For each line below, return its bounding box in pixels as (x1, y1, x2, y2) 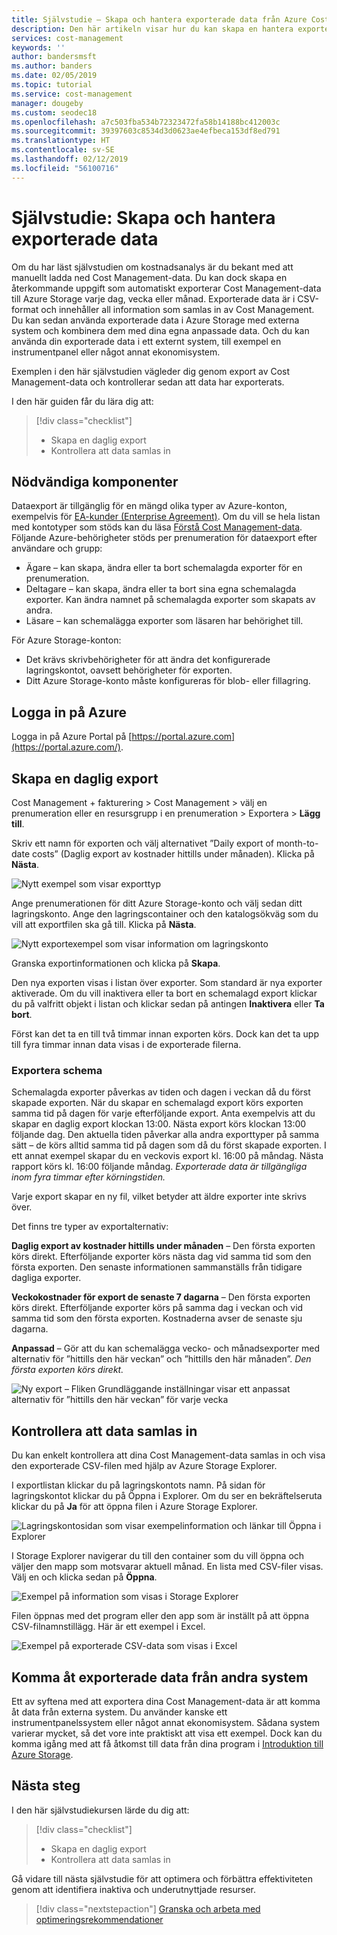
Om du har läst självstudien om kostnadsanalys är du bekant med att (11, 261, 294, 273)
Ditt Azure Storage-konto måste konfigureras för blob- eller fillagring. (25, 675, 311, 687)
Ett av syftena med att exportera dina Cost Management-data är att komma (11, 1695, 321, 1707)
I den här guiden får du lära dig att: (11, 395, 154, 407)
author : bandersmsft (11, 52, 98, 62)
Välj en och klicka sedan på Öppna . (11, 1571, 158, 1583)
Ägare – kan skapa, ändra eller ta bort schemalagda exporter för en (25, 562, 303, 574)
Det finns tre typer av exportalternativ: (11, 1221, 169, 1233)
